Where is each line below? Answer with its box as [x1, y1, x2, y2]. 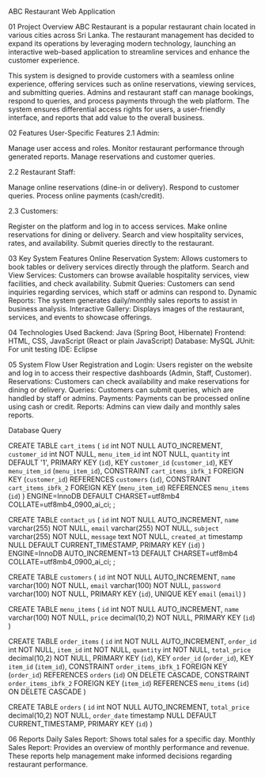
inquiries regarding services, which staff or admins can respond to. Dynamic [8, 288, 257, 296]
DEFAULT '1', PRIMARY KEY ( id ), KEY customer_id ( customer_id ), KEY [8, 458, 233, 467]
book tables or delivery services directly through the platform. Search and [8, 262, 249, 271]
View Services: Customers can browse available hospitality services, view [8, 270, 249, 280]
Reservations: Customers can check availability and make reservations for [8, 377, 250, 386]
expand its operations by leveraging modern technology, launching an [8, 39, 236, 48]
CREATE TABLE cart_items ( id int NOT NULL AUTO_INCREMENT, [8, 441, 223, 450]
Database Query [8, 426, 62, 435]
